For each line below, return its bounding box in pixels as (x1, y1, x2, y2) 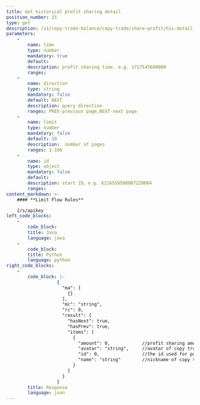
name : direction (27, 81, 68, 87)
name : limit (27, 120, 58, 125)
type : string (27, 86, 60, 92)
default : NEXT (27, 97, 62, 103)
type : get (6, 20, 31, 26)
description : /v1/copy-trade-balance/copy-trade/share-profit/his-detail (6, 25, 193, 32)
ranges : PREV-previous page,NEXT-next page (27, 108, 137, 114)
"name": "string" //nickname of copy (78, 357, 190, 363)
